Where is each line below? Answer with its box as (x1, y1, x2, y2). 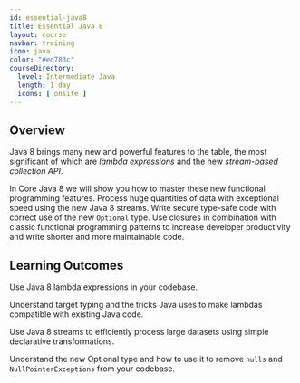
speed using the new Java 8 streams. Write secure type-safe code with (9, 203, 276, 214)
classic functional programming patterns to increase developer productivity (9, 222, 292, 233)
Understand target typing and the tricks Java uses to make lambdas (9, 300, 263, 311)
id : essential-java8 (9, 13, 88, 23)
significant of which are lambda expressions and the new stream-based (9, 156, 279, 168)
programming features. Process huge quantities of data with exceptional (9, 193, 279, 204)
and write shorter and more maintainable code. (9, 232, 185, 243)
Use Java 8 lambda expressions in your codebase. (9, 282, 198, 292)
